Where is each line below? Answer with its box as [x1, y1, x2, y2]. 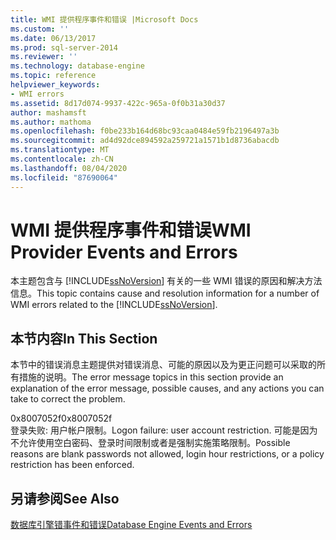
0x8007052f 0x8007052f [10, 412, 113, 425]
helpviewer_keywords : [10, 80, 101, 90]
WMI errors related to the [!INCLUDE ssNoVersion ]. [10, 299, 218, 311]
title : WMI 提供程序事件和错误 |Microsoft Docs [10, 14, 199, 25]
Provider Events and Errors [10, 241, 238, 263]
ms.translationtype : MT [10, 145, 110, 155]
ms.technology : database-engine [10, 61, 145, 71]
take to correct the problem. [10, 393, 126, 405]
